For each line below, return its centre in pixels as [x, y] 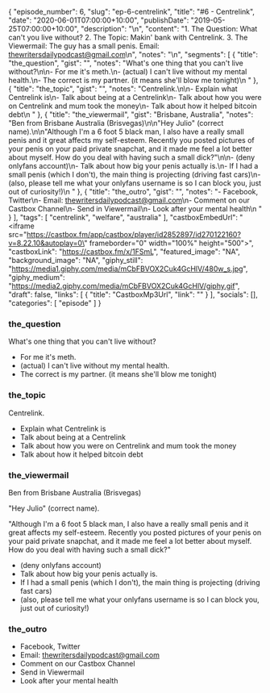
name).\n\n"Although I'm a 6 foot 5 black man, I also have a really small [126, 132]
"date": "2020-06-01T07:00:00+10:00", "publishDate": [99, 20]
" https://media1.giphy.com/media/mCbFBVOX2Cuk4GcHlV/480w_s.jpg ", [128, 269]
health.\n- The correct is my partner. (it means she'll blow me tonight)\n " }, [133, 80]
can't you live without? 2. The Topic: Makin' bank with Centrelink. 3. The [128, 37]
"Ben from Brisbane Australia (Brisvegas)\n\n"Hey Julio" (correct [116, 123]
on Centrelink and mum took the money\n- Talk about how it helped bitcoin [133, 106]
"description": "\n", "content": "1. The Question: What [169, 29]
